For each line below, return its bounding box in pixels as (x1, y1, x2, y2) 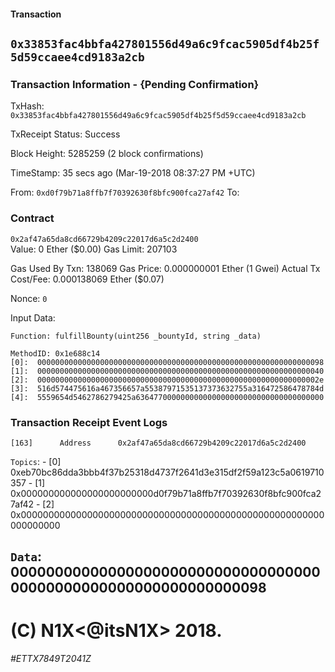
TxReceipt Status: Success (10, 128, 121, 140)
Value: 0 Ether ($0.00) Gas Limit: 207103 (10, 243, 178, 255)
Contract (10, 211, 55, 225)
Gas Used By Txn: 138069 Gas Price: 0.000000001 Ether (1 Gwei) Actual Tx (10, 262, 321, 274)
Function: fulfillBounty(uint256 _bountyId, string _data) (10, 331, 262, 341)
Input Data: (10, 311, 56, 324)
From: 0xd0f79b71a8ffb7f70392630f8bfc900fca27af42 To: (10, 186, 240, 199)
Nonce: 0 (10, 292, 48, 304)
